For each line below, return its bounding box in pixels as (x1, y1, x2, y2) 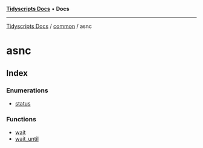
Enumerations (6, 86, 48, 95)
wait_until (14, 135, 39, 143)
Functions (6, 115, 36, 123)
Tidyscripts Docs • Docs (6, 5, 69, 12)
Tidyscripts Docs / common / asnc (6, 22, 92, 30)
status (14, 99, 31, 107)
